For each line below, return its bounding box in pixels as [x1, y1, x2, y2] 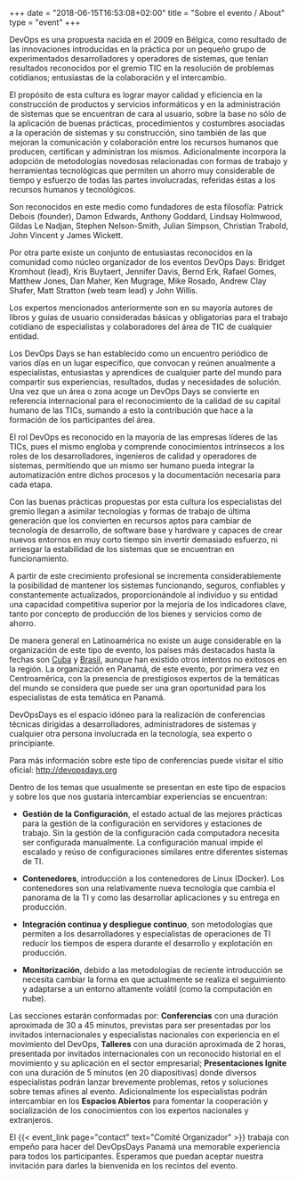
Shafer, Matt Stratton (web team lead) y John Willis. [9, 285, 198, 295]
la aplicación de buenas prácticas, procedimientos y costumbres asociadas [9, 118, 286, 128]
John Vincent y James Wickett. [9, 230, 124, 240]
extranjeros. [9, 1115, 53, 1125]
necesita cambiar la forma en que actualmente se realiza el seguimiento [21, 974, 286, 985]
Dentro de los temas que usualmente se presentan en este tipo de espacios [9, 782, 286, 792]
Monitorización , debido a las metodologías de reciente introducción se [21, 965, 283, 975]
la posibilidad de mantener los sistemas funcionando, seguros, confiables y [9, 580, 286, 590]
